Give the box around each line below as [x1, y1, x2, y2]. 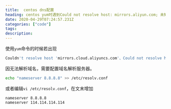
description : [5, 31, 33, 36]
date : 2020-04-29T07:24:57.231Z [5, 17, 74, 22]
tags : [5, 26, 17, 31]
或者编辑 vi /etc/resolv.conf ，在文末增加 [5, 85, 94, 91]
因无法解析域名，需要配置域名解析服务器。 [5, 65, 95, 71]
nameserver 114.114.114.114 [5, 100, 65, 105]
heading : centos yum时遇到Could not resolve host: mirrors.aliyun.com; [5, 12, 158, 17]
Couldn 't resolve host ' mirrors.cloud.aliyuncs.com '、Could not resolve [5, 56, 162, 61]
